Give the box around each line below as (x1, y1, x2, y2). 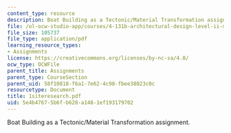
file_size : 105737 (7, 29, 60, 36)
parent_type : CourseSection (7, 73, 88, 81)
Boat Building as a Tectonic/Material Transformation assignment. (7, 118, 190, 126)
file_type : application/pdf (7, 36, 88, 43)
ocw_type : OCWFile (7, 61, 60, 68)
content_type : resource (7, 10, 76, 17)
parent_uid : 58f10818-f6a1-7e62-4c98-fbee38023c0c (7, 80, 155, 87)
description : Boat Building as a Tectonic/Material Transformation (7, 16, 205, 23)
